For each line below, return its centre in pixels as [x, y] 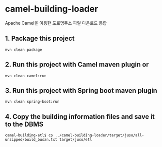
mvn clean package [24, 49]
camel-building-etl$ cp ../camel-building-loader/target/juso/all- [75, 135]
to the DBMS [24, 124]
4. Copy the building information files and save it [80, 117]
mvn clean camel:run [26, 76]
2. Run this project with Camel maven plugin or [77, 65]
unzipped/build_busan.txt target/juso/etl [49, 140]
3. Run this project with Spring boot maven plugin [81, 90]
